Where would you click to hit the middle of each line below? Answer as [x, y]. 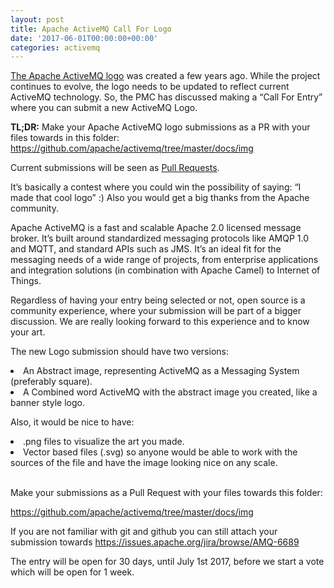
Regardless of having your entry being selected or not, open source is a [158, 300]
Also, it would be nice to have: [72, 422]
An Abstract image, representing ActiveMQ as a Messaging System [161, 371]
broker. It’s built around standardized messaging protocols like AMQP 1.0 [159, 238]
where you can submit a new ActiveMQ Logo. [104, 108]
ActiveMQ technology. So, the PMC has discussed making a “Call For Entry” [166, 97]
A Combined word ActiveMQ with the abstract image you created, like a [170, 392]
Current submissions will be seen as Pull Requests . [115, 168]
